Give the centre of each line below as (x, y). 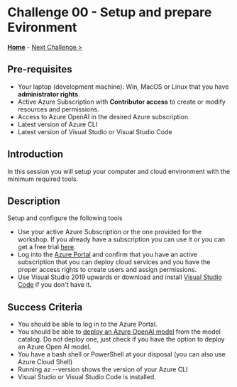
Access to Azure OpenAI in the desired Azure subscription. (104, 116)
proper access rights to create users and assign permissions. (107, 270)
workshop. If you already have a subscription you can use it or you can (121, 239)
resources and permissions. (58, 109)
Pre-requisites (40, 69)
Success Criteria (45, 307)
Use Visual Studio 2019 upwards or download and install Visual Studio (120, 277)
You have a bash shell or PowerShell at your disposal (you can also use (121, 354)
